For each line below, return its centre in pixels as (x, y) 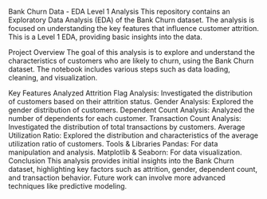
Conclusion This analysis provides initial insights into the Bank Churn (121, 161)
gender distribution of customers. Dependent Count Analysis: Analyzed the (132, 110)
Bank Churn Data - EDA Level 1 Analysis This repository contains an (119, 12)
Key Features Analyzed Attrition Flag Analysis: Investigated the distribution (131, 93)
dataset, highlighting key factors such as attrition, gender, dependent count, (133, 169)
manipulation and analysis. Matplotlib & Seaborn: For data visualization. (125, 152)
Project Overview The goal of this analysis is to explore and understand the (132, 52)
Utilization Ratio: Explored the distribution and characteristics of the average (133, 135)
